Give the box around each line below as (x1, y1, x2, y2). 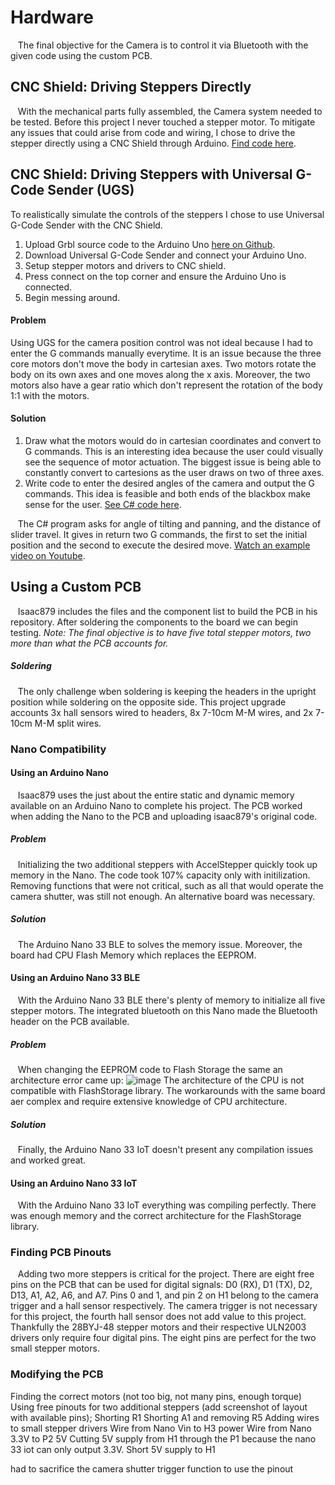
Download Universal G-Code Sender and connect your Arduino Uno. (24, 249, 307, 261)
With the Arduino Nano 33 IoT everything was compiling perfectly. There (17, 1199, 317, 1211)
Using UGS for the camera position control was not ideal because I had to (10, 336, 313, 348)
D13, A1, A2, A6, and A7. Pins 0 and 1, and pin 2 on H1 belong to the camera (10, 1289, 319, 1301)
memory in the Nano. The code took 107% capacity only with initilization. (10, 869, 311, 881)
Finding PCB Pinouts (10, 1246, 112, 1260)
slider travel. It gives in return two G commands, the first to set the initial (10, 528, 308, 540)
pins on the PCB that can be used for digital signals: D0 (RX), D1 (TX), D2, (10, 1279, 313, 1291)
